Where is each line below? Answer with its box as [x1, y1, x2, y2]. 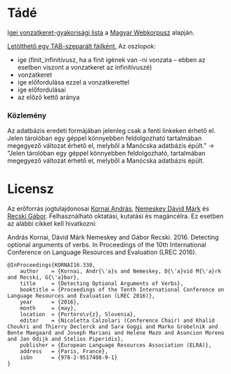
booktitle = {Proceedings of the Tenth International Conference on [20, 287, 225, 294]
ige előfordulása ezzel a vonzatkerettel [17, 77, 130, 86]
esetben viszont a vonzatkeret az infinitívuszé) [17, 63, 152, 71]
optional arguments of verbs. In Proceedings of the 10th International [7, 241, 206, 249]
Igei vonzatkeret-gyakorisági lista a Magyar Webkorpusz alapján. [7, 28, 195, 37]
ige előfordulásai [17, 85, 66, 94]
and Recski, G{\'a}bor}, [7, 274, 80, 281]
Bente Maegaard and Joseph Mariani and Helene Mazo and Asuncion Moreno [7, 330, 225, 337]
